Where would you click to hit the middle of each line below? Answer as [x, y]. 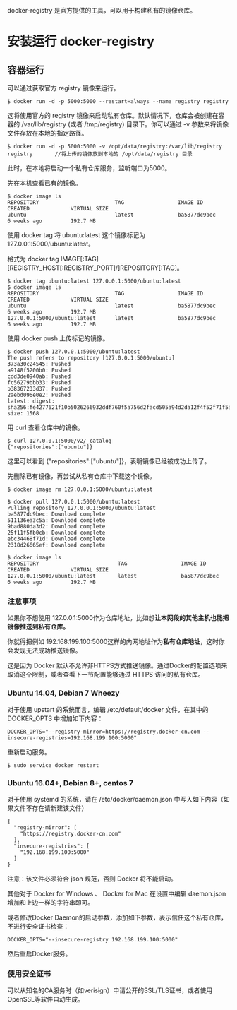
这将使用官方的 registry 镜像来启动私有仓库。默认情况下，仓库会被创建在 [113, 115]
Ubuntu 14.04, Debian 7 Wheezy [63, 693]
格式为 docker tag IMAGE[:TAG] [53, 259]
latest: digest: [31, 401]
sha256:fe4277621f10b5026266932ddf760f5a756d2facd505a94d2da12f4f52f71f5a [120, 408]
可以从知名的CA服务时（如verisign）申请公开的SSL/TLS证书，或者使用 [110, 990]
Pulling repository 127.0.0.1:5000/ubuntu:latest [82, 508]
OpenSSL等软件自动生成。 [46, 999]
